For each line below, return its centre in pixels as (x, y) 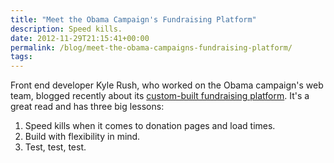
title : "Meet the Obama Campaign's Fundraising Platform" (133, 19)
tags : (21, 57)
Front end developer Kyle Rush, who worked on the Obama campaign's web (167, 85)
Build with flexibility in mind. (82, 137)
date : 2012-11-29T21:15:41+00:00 (80, 38)
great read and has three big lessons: (87, 107)
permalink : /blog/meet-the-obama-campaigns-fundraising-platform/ (151, 47)
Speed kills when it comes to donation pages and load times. (150, 126)
